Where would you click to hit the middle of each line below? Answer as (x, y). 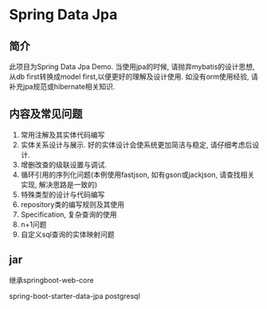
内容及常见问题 (46, 114)
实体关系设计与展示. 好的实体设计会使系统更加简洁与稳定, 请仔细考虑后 (136, 144)
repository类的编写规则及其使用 (72, 204)
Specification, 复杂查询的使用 (69, 214)
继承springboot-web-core (51, 280)
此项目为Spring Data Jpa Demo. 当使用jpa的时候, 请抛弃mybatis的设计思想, (132, 66)
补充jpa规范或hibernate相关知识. (62, 86)
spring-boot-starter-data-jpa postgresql (75, 295)
